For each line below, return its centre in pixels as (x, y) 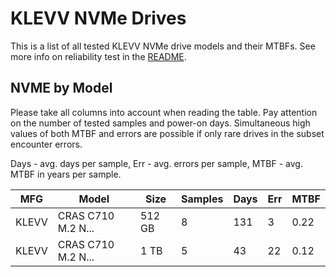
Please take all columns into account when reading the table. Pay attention (164, 112)
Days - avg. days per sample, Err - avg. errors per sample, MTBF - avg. (156, 163)
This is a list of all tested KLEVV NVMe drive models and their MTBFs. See (163, 46)
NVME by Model (61, 88)
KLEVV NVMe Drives (98, 18)
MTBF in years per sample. (66, 174)
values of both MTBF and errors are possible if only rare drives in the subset (167, 133)
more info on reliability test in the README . (98, 56)
